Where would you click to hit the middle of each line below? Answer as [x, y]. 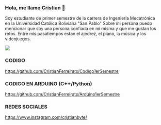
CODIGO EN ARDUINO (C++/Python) [48, 83]
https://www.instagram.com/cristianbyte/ [46, 117]
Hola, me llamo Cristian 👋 [35, 8]
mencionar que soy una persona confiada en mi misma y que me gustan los [81, 29]
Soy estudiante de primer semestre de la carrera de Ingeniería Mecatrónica [80, 18]
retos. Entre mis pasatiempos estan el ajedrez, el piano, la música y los [76, 34]
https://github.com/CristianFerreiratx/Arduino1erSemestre [63, 94]
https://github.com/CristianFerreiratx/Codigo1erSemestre [62, 71]
